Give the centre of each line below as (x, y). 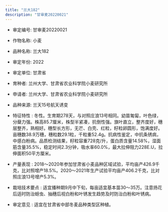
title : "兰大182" (23, 10)
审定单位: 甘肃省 (29, 72)
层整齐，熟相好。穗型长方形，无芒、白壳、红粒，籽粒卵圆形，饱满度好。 (87, 128)
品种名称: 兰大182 (31, 51)
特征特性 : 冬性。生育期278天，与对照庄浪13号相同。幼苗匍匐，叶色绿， (87, 115)
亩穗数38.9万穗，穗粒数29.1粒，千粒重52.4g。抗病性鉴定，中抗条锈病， (87, 134)
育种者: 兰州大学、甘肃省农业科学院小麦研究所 (60, 83)
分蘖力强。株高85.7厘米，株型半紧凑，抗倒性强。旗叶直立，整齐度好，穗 (88, 122)
